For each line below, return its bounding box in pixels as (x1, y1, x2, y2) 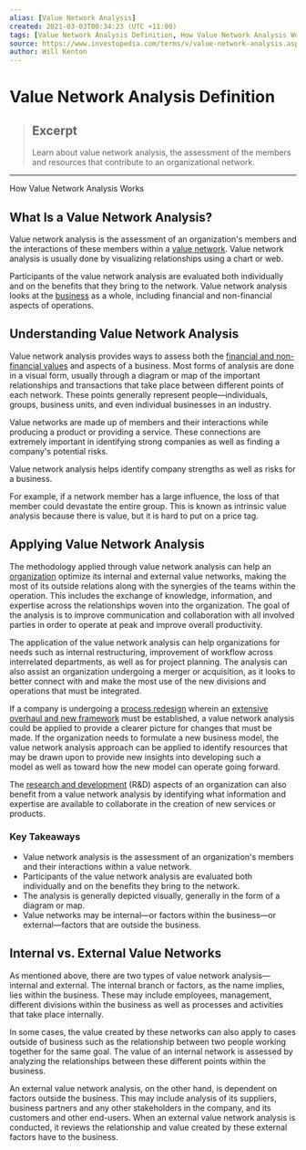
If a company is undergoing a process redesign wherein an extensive (9, 703, 269, 714)
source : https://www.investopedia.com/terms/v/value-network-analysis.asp (9, 38, 300, 48)
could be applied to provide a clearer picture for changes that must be (9, 722, 273, 733)
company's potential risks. (9, 445, 108, 456)
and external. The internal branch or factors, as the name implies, (39, 979, 285, 990)
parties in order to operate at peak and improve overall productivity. (9, 619, 263, 630)
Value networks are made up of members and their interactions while (9, 416, 269, 427)
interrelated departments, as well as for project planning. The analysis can (9, 656, 288, 667)
